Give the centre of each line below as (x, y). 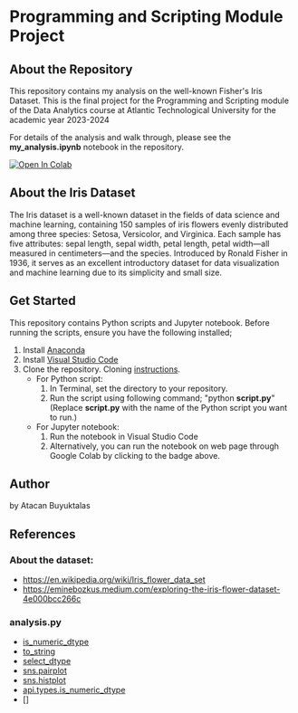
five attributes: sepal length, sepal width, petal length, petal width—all (139, 243)
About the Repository (71, 69)
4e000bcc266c (52, 599)
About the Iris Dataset (72, 193)
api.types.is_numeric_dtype (74, 690)
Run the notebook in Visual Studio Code (124, 436)
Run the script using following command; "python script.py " (162, 398)
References (43, 534)
